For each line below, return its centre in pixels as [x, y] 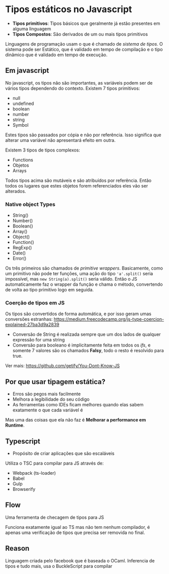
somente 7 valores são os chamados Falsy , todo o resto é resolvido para [88, 351]
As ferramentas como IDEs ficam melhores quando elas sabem [78, 405]
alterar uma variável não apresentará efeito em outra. [61, 140]
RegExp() [22, 248]
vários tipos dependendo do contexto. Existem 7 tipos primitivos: [73, 88]
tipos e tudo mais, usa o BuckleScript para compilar [59, 566]
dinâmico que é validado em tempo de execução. [56, 55]
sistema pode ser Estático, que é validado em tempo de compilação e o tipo [84, 49]
